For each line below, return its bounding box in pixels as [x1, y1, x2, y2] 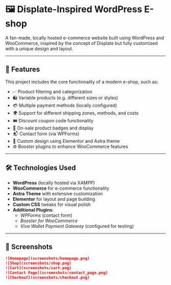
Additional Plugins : [12, 206, 54, 213]
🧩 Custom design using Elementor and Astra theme [12, 138, 120, 144]
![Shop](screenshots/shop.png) [5, 261, 72, 266]
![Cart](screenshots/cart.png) [5, 266, 72, 271]
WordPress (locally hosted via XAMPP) [12, 179, 95, 186]
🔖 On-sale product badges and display [12, 125, 94, 131]
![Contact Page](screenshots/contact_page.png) [5, 270, 108, 275]
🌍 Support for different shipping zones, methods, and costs [12, 110, 139, 116]
